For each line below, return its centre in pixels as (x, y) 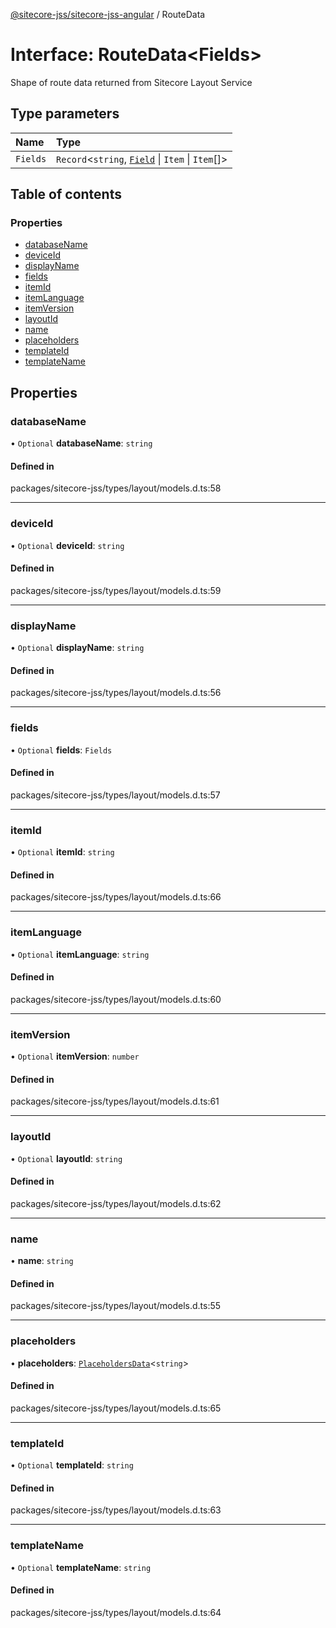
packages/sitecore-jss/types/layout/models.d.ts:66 (116, 897)
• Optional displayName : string (77, 648)
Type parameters (65, 114)
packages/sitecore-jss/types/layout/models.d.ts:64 (116, 1612)
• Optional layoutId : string (66, 1158)
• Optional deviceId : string (67, 545)
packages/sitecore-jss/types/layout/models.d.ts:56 (116, 693)
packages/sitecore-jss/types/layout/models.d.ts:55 (116, 1306)
